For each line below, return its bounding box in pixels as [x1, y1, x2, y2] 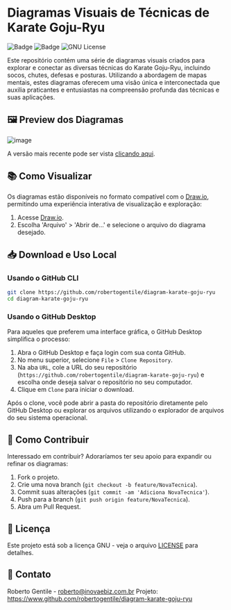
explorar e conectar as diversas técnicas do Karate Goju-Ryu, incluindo [7, 63, 211, 72]
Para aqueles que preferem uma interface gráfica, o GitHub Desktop [7, 328, 203, 336]
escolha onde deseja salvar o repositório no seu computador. [17, 378, 193, 386]
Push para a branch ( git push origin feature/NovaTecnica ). [17, 495, 191, 504]
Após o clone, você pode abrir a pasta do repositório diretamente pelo [7, 399, 208, 407]
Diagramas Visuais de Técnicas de [7, 5, 210, 21]
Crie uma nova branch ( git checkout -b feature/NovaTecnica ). [17, 481, 198, 489]
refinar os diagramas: [7, 460, 68, 468]
